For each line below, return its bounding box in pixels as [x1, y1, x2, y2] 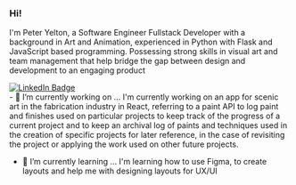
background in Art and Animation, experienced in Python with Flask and [9, 36, 274, 47]
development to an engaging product [9, 65, 145, 76]
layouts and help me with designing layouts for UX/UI [21, 165, 218, 176]
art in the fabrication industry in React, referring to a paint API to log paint [9, 101, 279, 112]
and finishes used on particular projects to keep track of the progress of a [9, 110, 281, 122]
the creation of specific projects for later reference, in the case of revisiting [9, 130, 285, 141]
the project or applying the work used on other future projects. [9, 139, 239, 149]
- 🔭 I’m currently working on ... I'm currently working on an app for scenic [9, 92, 279, 102]
